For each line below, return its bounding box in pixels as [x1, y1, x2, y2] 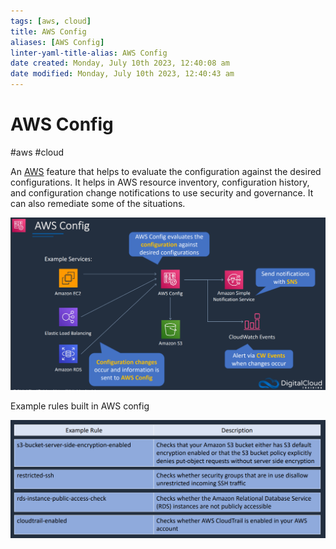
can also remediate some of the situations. [10, 197, 186, 209]
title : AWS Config [10, 26, 87, 37]
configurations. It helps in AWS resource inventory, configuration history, [10, 176, 310, 188]
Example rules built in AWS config [10, 400, 150, 412]
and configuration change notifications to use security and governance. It [10, 186, 314, 199]
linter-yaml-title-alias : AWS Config [10, 48, 168, 58]
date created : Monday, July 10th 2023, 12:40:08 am [10, 58, 230, 69]
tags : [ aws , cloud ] [10, 16, 92, 26]
